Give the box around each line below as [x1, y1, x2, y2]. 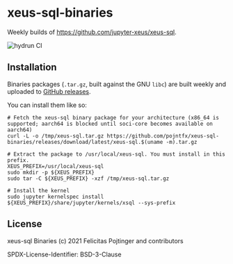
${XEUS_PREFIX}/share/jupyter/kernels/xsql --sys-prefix [7, 199, 176, 206]
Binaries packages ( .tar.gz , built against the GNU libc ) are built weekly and [7, 80, 227, 88]
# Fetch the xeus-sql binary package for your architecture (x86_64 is [7, 114, 219, 121]
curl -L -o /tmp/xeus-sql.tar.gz [7, 132, 104, 140]
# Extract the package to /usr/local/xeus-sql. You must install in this [7, 151, 226, 158]
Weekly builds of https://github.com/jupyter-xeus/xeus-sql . [7, 28, 177, 36]
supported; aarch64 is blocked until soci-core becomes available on [7, 120, 214, 127]
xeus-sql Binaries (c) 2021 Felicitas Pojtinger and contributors [7, 236, 184, 245]
